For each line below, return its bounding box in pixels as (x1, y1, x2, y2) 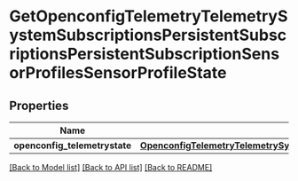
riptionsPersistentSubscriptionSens (9, 44, 280, 64)
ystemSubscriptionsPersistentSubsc (9, 25, 287, 45)
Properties (9, 98, 69, 113)
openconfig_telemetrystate (13, 139, 132, 152)
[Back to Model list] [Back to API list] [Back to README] (9, 162, 213, 172)
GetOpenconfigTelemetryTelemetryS (9, 6, 288, 27)
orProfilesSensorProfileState (9, 63, 227, 83)
